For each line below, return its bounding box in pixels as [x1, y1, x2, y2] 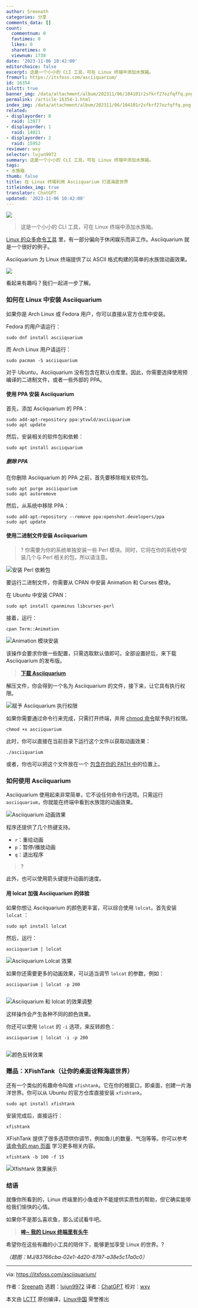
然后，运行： [6, 934, 37, 941]
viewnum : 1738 [11, 53, 46, 58]
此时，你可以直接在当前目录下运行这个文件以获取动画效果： [6, 738, 151, 745]
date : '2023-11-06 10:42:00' [6, 58, 78, 64]
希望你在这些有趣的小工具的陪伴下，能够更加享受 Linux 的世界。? [6, 1241, 164, 1248]
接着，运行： [6, 614, 37, 622]
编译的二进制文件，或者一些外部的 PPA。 [6, 376, 105, 383]
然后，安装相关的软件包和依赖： [6, 432, 84, 440]
